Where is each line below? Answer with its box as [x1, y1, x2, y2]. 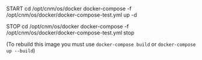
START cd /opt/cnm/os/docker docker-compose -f [6, 5, 132, 12]
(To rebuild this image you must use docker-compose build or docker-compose [6, 41, 196, 48]
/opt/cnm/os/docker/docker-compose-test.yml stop [6, 29, 135, 36]
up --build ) [6, 47, 35, 54]
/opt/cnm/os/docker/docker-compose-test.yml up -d [6, 11, 137, 18]
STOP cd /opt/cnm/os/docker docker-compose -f [6, 23, 129, 30]
